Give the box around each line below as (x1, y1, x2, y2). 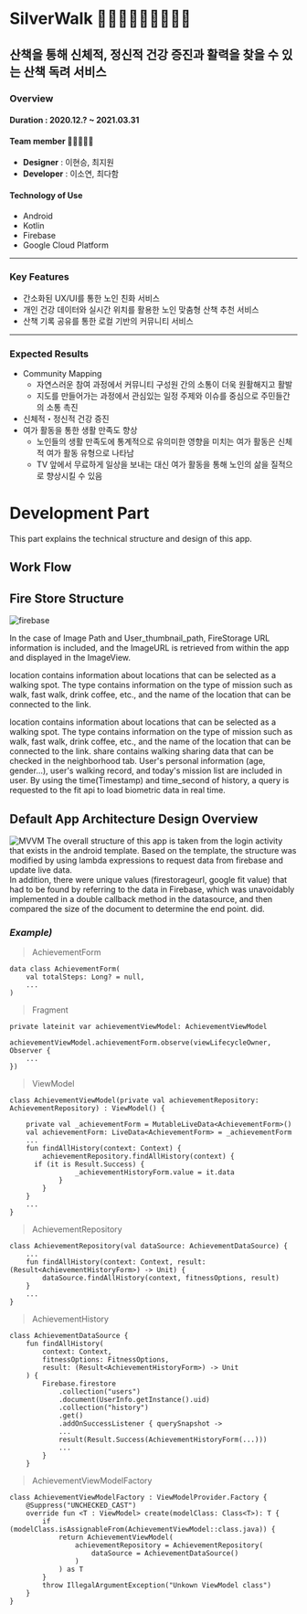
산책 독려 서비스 (23, 64, 107, 80)
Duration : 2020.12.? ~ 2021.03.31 (9, 114, 140, 126)
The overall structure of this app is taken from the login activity (46, 835, 283, 846)
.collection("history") (58, 1403, 149, 1413)
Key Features (9, 271, 70, 283)
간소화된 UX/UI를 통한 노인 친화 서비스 (22, 292, 160, 303)
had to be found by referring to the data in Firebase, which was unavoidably (9, 884, 295, 895)
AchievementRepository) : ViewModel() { (9, 1104, 166, 1113)
